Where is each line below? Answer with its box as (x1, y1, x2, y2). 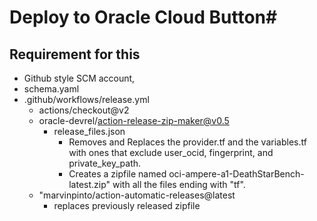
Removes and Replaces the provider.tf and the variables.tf (68, 136, 307, 148)
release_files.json (53, 126, 126, 137)
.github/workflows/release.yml (23, 94, 150, 105)
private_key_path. (68, 157, 142, 169)
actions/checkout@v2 (38, 104, 130, 116)
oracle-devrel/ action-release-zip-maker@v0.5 (38, 115, 230, 126)
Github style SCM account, (23, 72, 136, 84)
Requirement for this (9, 46, 141, 63)
